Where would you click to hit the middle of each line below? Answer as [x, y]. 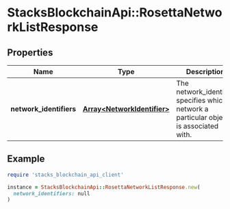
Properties [30, 52]
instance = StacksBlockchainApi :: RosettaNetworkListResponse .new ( [104, 187]
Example [26, 159]
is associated [197, 126]
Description [205, 72]
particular [192, 118]
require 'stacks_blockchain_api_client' [66, 175]
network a [192, 109]
